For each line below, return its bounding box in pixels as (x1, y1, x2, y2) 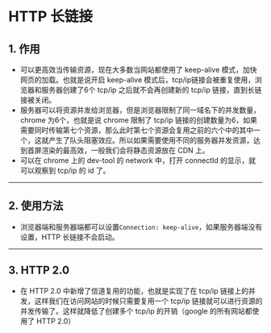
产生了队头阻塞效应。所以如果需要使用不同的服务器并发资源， (48, 135, 254, 145)
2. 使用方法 (8, 199, 64, 213)
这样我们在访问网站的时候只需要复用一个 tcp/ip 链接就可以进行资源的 (34, 296, 263, 306)
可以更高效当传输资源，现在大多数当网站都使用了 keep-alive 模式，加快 (19, 65, 257, 74)
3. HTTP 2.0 (8, 264, 70, 277)
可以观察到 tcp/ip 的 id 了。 (19, 166, 110, 175)
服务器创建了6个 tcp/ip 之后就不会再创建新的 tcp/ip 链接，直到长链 (41, 85, 262, 94)
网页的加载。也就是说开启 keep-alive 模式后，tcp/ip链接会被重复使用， (19, 75, 256, 85)
